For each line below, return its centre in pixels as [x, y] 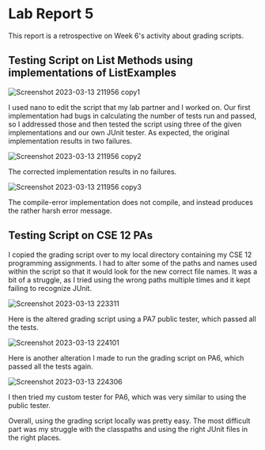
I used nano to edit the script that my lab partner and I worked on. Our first [129, 107]
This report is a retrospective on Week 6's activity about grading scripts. [126, 36]
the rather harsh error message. [60, 210]
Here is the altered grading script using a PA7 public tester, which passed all [132, 319]
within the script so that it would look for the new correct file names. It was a [133, 271]
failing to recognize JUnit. [50, 288]
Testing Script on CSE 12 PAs [80, 235]
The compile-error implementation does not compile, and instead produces [131, 202]
